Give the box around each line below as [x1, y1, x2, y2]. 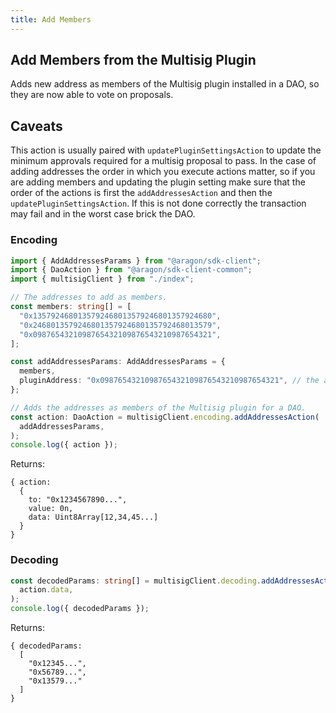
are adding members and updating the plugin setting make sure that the [10, 176, 306, 188]
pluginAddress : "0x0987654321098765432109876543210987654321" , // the [19, 376, 320, 386]
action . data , [19, 585, 74, 595]
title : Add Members [10, 14, 92, 25]
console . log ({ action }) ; [10, 440, 118, 450]
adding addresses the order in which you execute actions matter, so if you [10, 166, 316, 178]
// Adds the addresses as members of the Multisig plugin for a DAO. [10, 402, 307, 413]
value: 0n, [28, 504, 74, 514]
